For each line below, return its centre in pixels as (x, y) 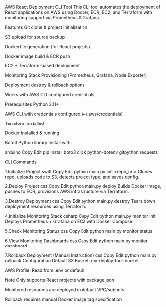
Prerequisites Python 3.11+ (32, 104)
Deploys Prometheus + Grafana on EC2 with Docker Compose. (69, 221)
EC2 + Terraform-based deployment (42, 66)
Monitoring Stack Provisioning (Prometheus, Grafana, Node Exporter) (76, 75)
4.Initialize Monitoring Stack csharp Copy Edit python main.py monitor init (80, 216)
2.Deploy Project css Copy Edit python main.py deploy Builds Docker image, (83, 186)
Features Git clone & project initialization (46, 27)
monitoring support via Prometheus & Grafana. (53, 18)
